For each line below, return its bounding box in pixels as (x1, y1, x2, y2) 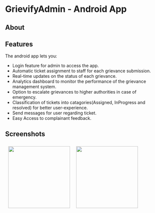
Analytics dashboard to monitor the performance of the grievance (12, 78, 147, 85)
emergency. (12, 94, 37, 100)
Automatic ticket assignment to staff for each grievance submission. (12, 68, 151, 74)
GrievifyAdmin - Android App (5, 3, 127, 15)
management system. (12, 84, 57, 90)
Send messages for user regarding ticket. (12, 110, 97, 116)
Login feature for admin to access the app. (12, 63, 99, 69)
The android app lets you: (5, 53, 58, 59)
